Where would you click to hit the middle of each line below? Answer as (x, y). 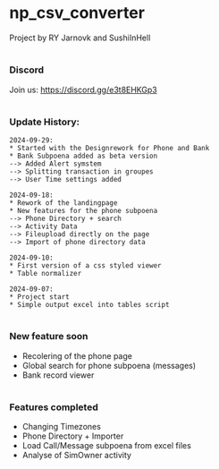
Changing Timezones (61, 427)
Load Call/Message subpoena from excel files (107, 446)
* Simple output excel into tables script (89, 305)
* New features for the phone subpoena (84, 211)
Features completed (54, 407)
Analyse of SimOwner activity (77, 456)
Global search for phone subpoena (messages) (109, 365)
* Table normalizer (46, 274)
